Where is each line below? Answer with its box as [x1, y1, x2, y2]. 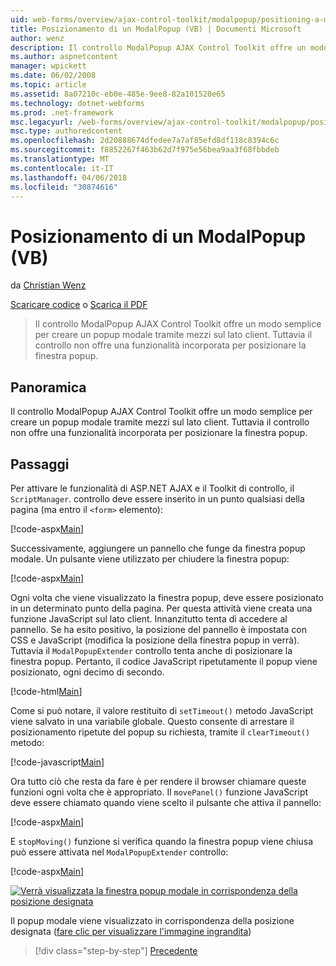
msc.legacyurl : [10, 117, 74, 127]
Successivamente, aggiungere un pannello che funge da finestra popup [10, 542, 306, 554]
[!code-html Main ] [10, 685, 83, 697]
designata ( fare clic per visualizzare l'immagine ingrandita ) [10, 925, 252, 937]
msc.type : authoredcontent [10, 126, 123, 136]
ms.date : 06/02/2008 [10, 71, 97, 81]
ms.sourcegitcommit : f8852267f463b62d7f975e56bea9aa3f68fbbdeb [10, 145, 280, 155]
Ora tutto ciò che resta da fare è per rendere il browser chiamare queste [10, 775, 307, 787]
